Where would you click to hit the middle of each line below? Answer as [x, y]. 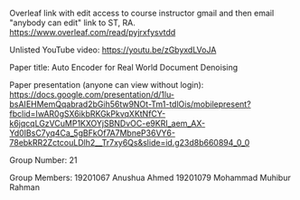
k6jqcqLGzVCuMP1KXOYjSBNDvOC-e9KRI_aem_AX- [108, 123]
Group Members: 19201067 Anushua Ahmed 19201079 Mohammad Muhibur [150, 177]
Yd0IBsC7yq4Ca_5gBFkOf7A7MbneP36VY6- [93, 133]
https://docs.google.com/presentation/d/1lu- [92, 95]
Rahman [25, 187]
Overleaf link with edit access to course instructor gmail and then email [142, 13]
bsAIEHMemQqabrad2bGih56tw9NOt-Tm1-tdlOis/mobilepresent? [130, 104]
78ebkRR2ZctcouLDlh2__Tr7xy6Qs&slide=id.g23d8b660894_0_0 [130, 143]
